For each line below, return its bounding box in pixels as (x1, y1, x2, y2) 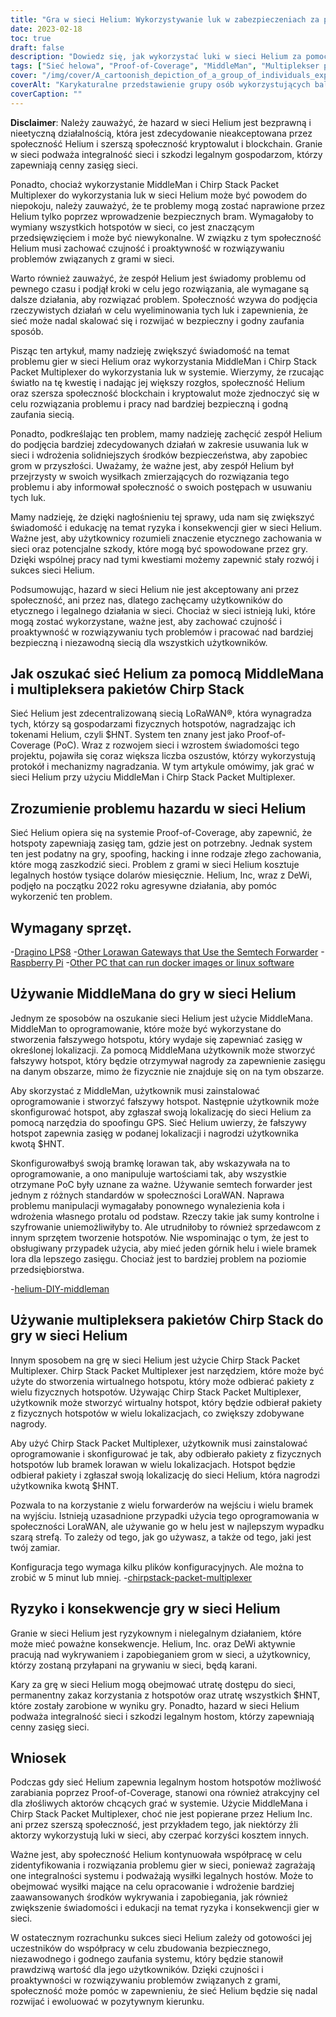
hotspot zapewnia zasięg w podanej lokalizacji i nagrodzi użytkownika (10, 1127, 299, 1139)
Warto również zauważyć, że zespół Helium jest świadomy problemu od (10, 272, 307, 284)
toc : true (10, 33, 52, 43)
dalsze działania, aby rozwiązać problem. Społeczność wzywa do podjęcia (10, 293, 318, 305)
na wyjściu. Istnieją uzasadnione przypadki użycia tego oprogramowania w (10, 1509, 320, 1521)
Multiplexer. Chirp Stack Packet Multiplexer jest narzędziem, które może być (10, 1364, 325, 1376)
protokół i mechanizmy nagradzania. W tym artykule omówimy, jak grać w (10, 761, 315, 773)
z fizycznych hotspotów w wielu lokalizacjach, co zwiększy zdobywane (10, 1407, 305, 1419)
